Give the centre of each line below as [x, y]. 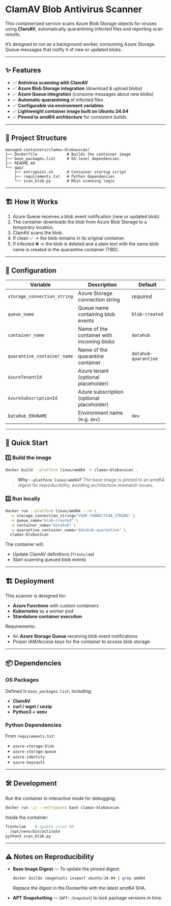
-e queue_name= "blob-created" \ [44, 520]
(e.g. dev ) [89, 419]
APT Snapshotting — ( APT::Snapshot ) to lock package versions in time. [88, 898]
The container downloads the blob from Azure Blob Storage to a [80, 222]
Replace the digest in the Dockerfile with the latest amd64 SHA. [79, 888]
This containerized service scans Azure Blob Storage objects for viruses [81, 23]
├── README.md [20, 163]
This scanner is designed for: [36, 596]
